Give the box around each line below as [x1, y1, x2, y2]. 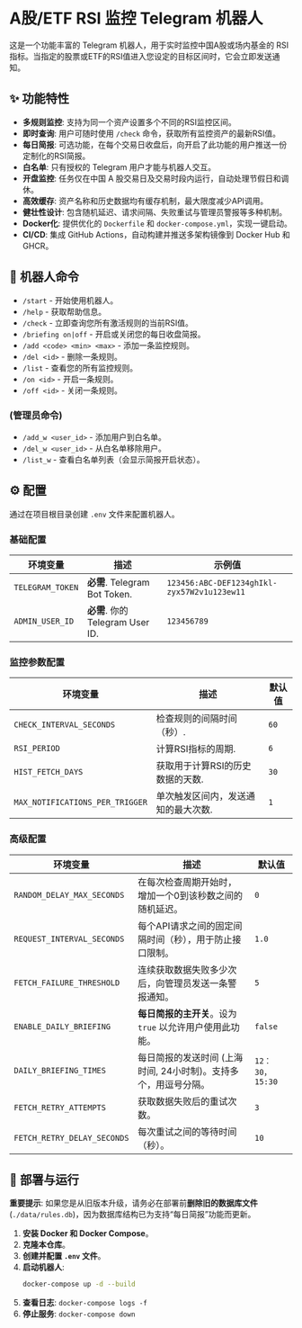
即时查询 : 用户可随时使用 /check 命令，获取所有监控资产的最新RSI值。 [22, 128, 281, 139]
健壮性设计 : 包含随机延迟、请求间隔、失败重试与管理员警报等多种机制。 [22, 206, 288, 217]
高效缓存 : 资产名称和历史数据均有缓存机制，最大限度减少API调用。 [22, 195, 269, 206]
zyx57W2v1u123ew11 [166, 587, 245, 597]
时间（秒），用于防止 [147, 933, 233, 946]
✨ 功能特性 [9, 91, 70, 106]
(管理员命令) [9, 409, 63, 422]
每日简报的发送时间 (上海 [138, 1051, 244, 1063]
